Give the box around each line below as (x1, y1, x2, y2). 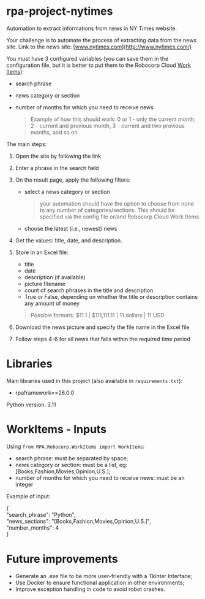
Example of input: (6, 492, 51, 500)
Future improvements (6, 552, 118, 566)
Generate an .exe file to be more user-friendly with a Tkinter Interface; (15, 572, 193, 579)
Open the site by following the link (15, 152, 102, 160)
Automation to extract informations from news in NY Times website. (6, 25, 177, 32)
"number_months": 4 (6, 524, 59, 531)
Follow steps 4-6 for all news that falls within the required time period (15, 335, 191, 342)
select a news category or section (24, 188, 110, 195)
